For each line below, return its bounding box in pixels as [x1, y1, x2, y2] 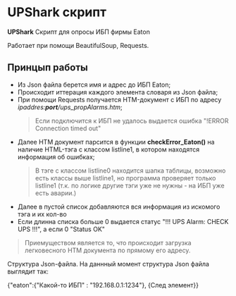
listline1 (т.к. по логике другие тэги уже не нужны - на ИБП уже [35, 181, 225, 190]
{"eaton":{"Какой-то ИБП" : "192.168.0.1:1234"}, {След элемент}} [7, 280, 199, 289]
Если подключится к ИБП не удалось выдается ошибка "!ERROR [35, 116, 229, 125]
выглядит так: [7, 267, 49, 276]
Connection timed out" [35, 124, 101, 132]
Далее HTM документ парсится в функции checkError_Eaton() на [17, 137, 215, 146]
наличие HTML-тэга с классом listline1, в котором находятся [17, 145, 199, 154]
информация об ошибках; [17, 152, 95, 161]
